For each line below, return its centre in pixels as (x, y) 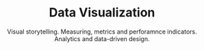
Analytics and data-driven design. (102, 38)
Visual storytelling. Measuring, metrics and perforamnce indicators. (102, 32)
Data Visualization (102, 13)
